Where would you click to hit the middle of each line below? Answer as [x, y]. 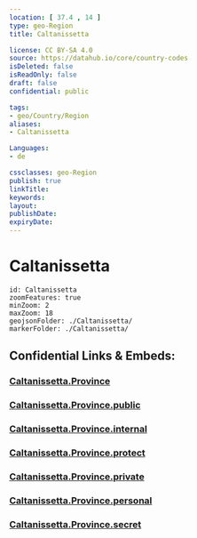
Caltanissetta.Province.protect [78, 453]
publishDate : [33, 214]
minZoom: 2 [29, 305]
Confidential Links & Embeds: [92, 356]
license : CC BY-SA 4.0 [51, 50]
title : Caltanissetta [49, 34]
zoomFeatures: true [45, 297]
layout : [24, 205]
